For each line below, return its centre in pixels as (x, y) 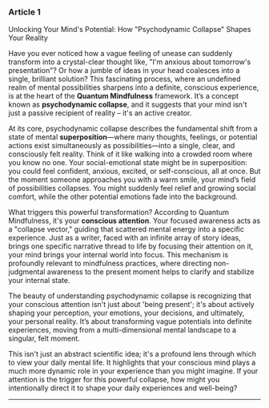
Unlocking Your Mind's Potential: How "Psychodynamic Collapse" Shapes (130, 30)
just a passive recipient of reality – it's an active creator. (100, 113)
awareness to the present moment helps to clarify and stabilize (151, 272)
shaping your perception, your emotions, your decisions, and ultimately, (126, 313)
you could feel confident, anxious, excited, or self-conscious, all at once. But (134, 172)
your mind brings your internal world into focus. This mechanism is (118, 255)
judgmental (27, 272)
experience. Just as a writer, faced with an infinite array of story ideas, (125, 238)
